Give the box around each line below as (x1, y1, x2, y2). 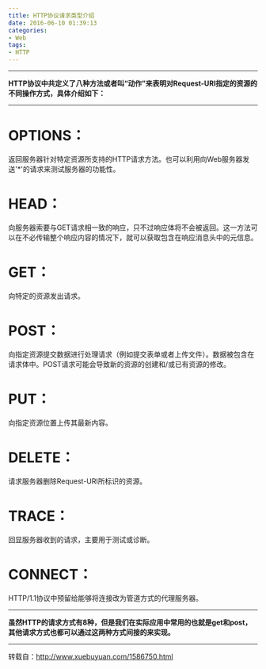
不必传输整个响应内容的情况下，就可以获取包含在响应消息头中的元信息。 (21, 232, 258, 242)
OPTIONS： (8, 127, 85, 145)
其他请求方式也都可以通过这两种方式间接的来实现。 (8, 627, 175, 637)
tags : (8, 41, 26, 49)
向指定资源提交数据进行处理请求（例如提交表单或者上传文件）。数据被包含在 (8, 350, 255, 359)
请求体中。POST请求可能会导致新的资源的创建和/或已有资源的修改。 (8, 359, 231, 369)
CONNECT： (8, 565, 93, 583)
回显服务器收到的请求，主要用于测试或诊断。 (8, 534, 154, 544)
